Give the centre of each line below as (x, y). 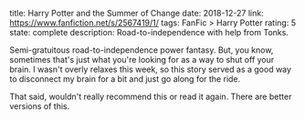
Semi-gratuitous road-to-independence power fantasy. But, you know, (142, 50)
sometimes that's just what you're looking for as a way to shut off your (142, 59)
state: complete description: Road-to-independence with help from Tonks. (149, 32)
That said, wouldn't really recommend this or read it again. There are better (151, 96)
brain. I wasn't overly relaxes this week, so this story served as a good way (151, 69)
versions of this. (40, 106)
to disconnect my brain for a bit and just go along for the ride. (125, 79)
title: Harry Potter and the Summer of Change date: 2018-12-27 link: (137, 13)
